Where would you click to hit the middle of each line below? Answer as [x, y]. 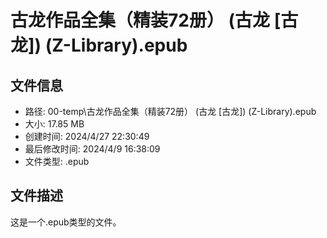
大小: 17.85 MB [54, 124]
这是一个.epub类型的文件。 [66, 222]
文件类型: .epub [57, 161]
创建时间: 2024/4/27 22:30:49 [87, 136]
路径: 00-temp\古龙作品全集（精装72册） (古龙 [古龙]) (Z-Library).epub [170, 111]
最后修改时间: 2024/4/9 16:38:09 [92, 149]
